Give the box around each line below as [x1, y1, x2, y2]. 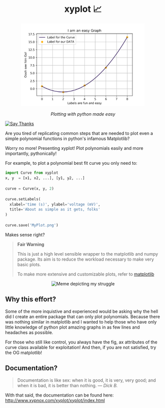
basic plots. [17, 261, 41, 268]
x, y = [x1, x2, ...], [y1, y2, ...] [5, 176, 85, 181]
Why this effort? [5, 295, 56, 304]
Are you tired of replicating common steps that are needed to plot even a [5, 131, 153, 136]
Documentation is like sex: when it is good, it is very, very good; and [17, 377, 156, 383]
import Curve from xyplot [5, 170, 58, 176]
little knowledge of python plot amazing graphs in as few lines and [5, 324, 140, 330]
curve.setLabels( [5, 197, 41, 202]
